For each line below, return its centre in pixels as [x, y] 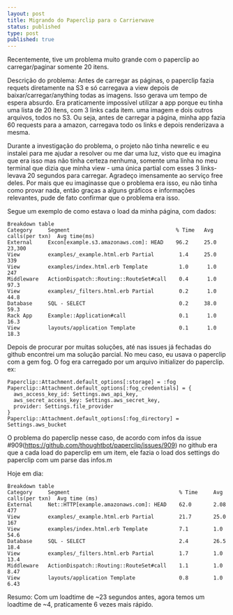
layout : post [26, 14]
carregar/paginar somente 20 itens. [58, 67]
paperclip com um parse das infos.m [60, 460]
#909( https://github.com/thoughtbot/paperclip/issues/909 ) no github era [112, 445]
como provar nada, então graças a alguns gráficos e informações [101, 191]
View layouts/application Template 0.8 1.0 [115, 578]
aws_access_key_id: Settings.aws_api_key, [76, 394]
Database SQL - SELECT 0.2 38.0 [112, 304]
